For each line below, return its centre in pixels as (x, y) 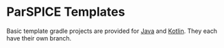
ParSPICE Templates (66, 12)
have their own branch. (39, 38)
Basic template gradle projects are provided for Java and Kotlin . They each (112, 31)
